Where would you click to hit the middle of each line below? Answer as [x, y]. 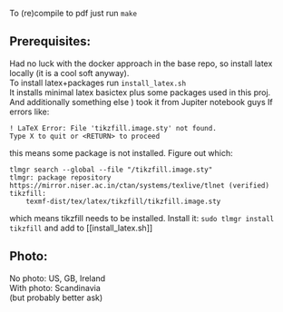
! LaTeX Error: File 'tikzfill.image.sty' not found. [113, 128]
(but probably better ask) [56, 297]
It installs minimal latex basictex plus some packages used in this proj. [140, 92]
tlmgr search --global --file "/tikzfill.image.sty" [111, 170]
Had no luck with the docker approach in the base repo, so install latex [141, 63]
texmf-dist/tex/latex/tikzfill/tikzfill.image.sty [123, 201]
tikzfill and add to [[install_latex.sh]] [81, 228]
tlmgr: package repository [60, 177]
